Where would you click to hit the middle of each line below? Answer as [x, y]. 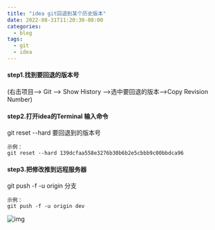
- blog [23, 33]
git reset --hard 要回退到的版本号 [54, 133]
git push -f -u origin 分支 [42, 186]
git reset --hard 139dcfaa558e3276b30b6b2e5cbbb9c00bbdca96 [96, 153]
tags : [15, 39]
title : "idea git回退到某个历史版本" [57, 13]
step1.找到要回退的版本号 [43, 75]
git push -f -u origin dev [46, 207]
